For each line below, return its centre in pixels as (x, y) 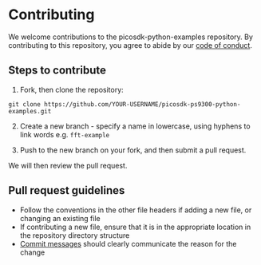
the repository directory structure (75, 235)
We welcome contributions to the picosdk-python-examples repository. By (131, 37)
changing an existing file (60, 218)
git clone (25, 104)
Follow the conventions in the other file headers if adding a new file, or (136, 210)
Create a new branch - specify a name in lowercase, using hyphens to (135, 126)
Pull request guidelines (67, 190)
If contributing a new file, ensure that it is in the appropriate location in (135, 227)
